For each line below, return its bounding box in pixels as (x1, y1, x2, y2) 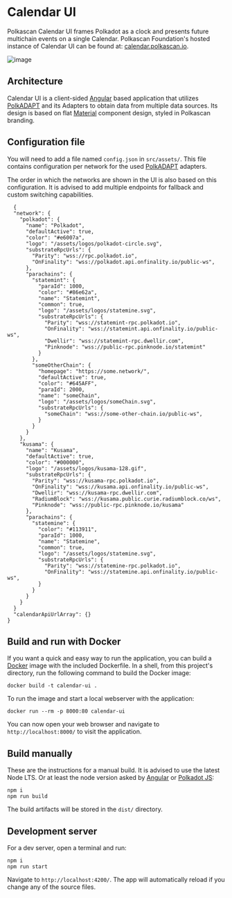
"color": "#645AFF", (37, 380, 98, 387)
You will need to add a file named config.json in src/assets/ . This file (7, 154, 206, 163)
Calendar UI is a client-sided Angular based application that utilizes (7, 94, 199, 102)
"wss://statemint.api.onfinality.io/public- (87, 325, 218, 332)
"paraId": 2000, (37, 386, 85, 393)
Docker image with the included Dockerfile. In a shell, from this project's (7, 661, 213, 670)
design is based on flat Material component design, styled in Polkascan (7, 108, 211, 117)
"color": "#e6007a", (25, 234, 85, 241)
